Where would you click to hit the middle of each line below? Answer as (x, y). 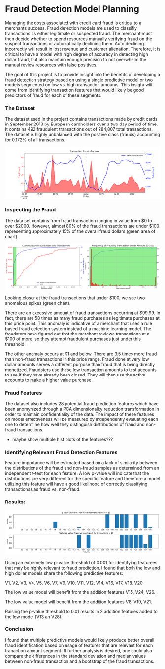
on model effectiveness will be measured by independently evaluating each (82, 419)
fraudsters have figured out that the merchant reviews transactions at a (77, 334)
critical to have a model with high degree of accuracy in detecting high (77, 54)
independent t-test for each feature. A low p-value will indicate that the (77, 473)
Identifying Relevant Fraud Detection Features (61, 452)
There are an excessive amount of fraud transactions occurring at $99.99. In (83, 313)
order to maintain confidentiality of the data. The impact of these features (80, 414)
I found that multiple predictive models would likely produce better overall (80, 640)
